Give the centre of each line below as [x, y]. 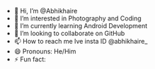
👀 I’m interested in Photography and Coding [77, 18]
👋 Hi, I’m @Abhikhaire [46, 11]
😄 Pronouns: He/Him [45, 51]
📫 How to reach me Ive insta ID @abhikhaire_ [81, 41]
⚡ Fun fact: [30, 59]
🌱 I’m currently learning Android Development [81, 26]
